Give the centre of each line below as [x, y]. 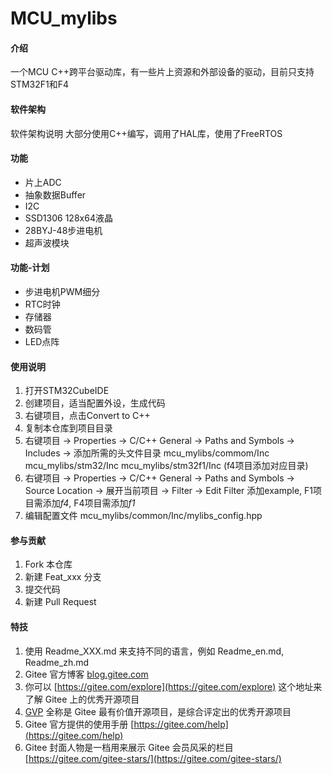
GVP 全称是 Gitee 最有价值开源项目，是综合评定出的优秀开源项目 [158, 711]
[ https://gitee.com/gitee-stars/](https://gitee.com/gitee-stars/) [153, 758]
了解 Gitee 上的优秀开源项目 [82, 699]
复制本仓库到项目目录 [68, 428]
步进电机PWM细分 [62, 291]
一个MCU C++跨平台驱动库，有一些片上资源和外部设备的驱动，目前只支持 [162, 72]
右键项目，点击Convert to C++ [87, 416]
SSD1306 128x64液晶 [68, 218]
